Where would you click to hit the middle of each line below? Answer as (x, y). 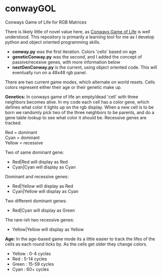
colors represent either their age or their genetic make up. (63, 87)
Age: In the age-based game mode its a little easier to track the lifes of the (80, 239)
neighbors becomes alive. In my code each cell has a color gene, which (77, 102)
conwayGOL (31, 9)
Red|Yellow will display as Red (43, 186)
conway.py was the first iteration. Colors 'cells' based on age (74, 52)
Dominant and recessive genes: (37, 176)
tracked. (13, 123)
